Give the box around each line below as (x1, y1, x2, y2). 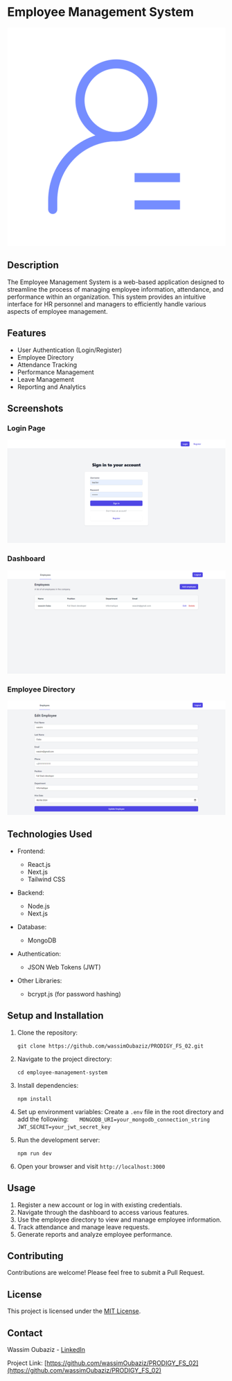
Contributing (7, 1250, 64, 1262)
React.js (27, 860, 51, 868)
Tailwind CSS (27, 874, 66, 883)
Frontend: (17, 847, 45, 855)
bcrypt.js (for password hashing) (27, 989, 121, 998)
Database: (17, 922, 47, 931)
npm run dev (17, 1150, 52, 1157)
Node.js (27, 901, 51, 910)
